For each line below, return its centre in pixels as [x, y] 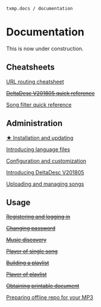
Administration [34, 123]
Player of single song [32, 251]
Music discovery [26, 240]
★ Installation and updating [40, 137]
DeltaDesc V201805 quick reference [50, 93]
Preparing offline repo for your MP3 [50, 297]
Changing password [31, 228]
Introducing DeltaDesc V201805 [45, 172]
